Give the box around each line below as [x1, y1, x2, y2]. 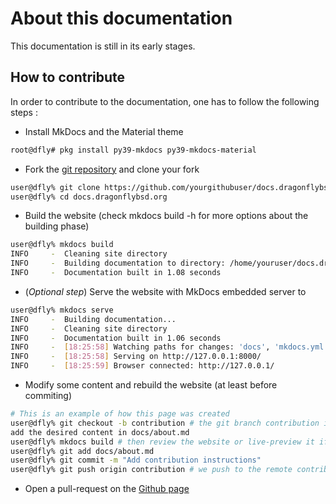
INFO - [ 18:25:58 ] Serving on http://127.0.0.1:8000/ [10, 352, 262, 362]
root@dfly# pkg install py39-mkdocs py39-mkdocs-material [10, 145, 257, 155]
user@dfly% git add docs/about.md [10, 446, 155, 456]
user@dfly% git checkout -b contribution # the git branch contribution [10, 418, 320, 428]
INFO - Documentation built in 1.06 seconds [10, 333, 222, 343]
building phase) [24, 220, 90, 232]
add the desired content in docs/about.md [10, 427, 190, 437]
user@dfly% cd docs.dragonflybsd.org [10, 192, 168, 202]
